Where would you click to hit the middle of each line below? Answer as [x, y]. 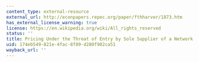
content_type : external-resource [48, 12]
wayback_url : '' [26, 50]
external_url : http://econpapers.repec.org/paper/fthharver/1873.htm [94, 17]
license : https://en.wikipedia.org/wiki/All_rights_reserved [84, 28]
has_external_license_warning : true [52, 22]
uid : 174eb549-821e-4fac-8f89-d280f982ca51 [61, 45]
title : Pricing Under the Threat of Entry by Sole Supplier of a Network [100, 39]
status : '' [20, 34]
